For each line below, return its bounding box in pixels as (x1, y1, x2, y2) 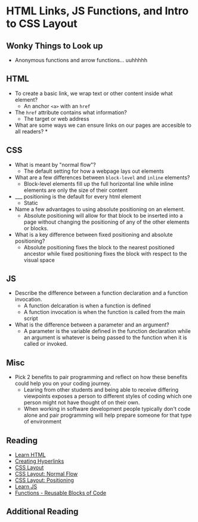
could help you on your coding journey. (14, 380, 112, 387)
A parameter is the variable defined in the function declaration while (23, 328, 191, 335)
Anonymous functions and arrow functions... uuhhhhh (14, 57, 148, 63)
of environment (23, 418, 61, 425)
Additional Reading (6, 506, 79, 517)
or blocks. (23, 224, 49, 231)
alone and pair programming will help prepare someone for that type (23, 411, 192, 419)
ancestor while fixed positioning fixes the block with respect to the (23, 250, 187, 257)
